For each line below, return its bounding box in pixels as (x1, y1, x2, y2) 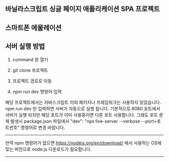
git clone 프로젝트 (12, 67, 48, 73)
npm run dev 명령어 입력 (12, 89, 62, 95)
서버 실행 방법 (5, 42, 45, 51)
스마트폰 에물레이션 (5, 23, 62, 32)
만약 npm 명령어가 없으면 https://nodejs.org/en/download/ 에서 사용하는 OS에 (5, 140, 162, 146)
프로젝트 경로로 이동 (12, 77, 52, 84)
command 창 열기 (12, 56, 48, 62)
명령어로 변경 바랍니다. (21, 124, 65, 130)
